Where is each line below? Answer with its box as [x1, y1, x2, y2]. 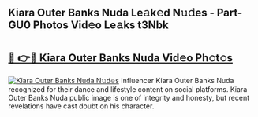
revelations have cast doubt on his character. [8, 101, 155, 111]
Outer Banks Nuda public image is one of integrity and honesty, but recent [8, 93, 250, 102]
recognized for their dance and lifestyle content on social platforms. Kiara [8, 85, 248, 93]
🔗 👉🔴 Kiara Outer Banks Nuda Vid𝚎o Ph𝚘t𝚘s [8, 51, 234, 64]
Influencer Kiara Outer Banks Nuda [121, 76, 234, 85]
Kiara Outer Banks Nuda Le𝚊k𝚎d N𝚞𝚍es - [8, 6, 215, 20]
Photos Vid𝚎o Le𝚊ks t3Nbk [32, 19, 169, 32]
